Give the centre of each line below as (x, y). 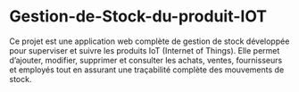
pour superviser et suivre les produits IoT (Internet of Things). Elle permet (145, 50)
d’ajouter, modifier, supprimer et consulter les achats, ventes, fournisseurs (146, 60)
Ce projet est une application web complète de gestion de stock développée (149, 41)
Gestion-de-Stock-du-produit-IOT (138, 17)
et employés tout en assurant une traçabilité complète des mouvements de (147, 70)
